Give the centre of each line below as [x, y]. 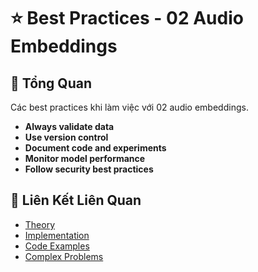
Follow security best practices [89, 169]
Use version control [66, 137]
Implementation [57, 235]
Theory [40, 224]
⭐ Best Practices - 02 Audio [127, 18]
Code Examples [57, 246]
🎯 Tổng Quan [51, 83]
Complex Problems [64, 256]
